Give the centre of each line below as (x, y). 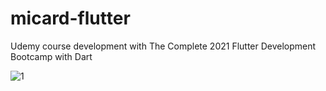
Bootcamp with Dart (51, 56)
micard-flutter (70, 18)
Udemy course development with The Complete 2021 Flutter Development (163, 46)
